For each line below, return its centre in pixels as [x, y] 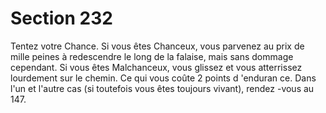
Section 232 [61, 18]
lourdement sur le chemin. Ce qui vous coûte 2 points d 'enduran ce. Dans [163, 78]
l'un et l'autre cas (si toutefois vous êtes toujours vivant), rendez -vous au [162, 88]
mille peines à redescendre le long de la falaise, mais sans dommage [152, 56]
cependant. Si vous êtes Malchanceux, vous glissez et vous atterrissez [156, 67]
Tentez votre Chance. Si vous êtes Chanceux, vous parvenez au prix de [157, 46]
